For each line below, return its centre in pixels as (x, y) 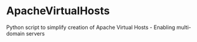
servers (35, 33)
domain (16, 33)
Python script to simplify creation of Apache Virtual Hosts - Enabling (91, 27)
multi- (183, 27)
